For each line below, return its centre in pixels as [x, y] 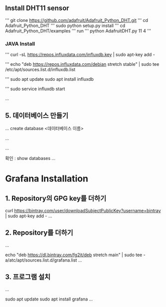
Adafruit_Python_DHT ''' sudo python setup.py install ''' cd [65, 25]
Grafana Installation [47, 179]
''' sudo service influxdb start [35, 89]
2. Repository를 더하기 [39, 233]
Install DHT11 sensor [37, 8]
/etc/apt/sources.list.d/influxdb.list [40, 70]
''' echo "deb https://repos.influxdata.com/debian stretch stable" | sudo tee [82, 64]
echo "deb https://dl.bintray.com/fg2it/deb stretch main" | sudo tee [74, 255]
